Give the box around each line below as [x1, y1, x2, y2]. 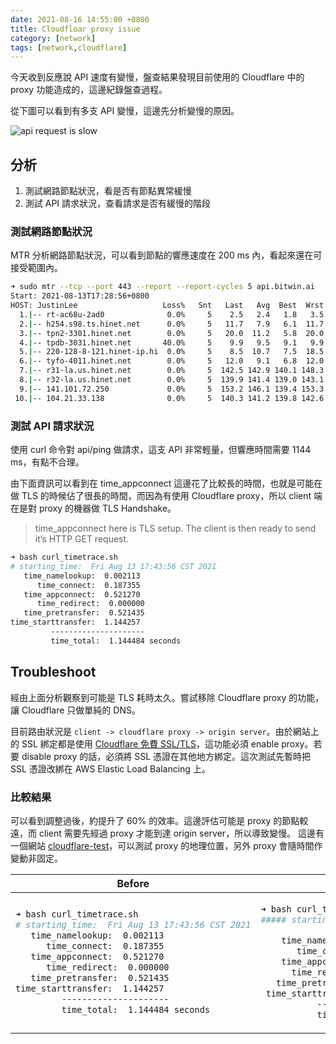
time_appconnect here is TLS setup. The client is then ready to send [34, 522, 317, 535]
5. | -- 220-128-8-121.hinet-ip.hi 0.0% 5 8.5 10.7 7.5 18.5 [19, 347, 325, 357]
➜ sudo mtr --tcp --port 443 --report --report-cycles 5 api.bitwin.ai [10, 282, 315, 292]
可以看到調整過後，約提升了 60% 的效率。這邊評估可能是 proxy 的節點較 [10, 814, 309, 826]
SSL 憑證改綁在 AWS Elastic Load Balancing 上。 [10, 762, 211, 775]
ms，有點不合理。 [10, 456, 85, 468]
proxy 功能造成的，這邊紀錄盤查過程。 [10, 84, 168, 96]
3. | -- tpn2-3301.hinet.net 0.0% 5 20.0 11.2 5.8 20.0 [19, 328, 325, 338]
